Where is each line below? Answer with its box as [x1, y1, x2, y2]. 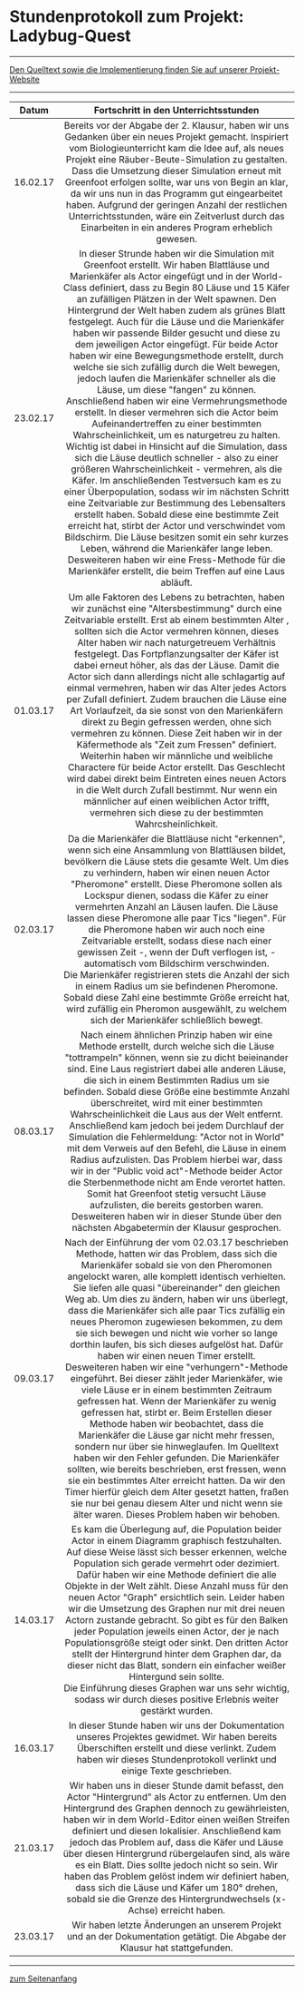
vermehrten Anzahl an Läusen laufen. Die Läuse [75, 900, 279, 913]
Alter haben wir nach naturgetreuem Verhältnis [77, 636, 276, 649]
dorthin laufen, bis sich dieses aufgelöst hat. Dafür [69, 1338, 283, 1351]
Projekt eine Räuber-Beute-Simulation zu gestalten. [65, 152, 288, 165]
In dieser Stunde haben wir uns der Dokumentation [68, 1719, 285, 1732]
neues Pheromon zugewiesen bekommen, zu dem [70, 1315, 283, 1328]
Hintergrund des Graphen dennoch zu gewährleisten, [63, 1802, 290, 1814]
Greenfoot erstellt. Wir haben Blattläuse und [83, 259, 270, 271]
